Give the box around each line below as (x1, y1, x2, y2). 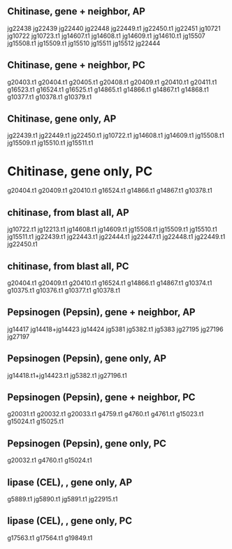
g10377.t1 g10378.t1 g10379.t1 (7, 92, 92, 101)
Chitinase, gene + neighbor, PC (7, 59, 145, 71)
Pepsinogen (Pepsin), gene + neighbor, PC (7, 391, 196, 404)
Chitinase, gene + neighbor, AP (7, 6, 145, 17)
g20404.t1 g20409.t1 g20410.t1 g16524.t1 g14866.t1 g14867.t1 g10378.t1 (7, 186, 212, 195)
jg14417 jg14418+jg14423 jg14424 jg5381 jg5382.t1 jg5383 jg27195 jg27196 (7, 325, 224, 333)
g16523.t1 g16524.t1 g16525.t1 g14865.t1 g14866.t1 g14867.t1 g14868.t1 (7, 85, 210, 94)
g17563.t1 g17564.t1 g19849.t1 (7, 534, 93, 542)
